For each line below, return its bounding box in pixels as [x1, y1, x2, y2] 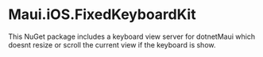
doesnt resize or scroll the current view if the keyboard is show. [8, 40, 216, 49]
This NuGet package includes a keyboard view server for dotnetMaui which [8, 32, 256, 41]
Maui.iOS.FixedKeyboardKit [8, 6, 196, 24]
